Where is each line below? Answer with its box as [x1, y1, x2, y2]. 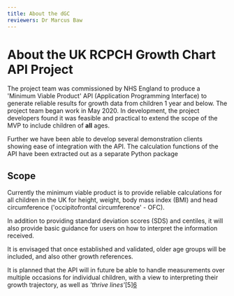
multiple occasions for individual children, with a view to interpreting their [7, 273, 219, 282]
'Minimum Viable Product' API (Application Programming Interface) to [7, 92, 207, 100]
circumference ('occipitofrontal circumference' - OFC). [7, 203, 166, 212]
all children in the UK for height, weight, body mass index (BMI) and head [7, 196, 218, 204]
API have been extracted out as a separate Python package [7, 150, 178, 158]
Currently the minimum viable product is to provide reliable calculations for [7, 189, 222, 197]
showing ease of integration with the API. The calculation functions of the [7, 142, 219, 150]
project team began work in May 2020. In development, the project [7, 107, 200, 115]
